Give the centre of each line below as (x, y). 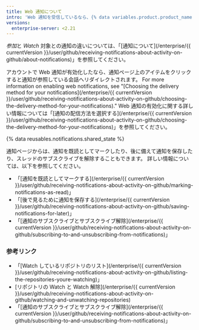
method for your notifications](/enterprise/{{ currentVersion (79, 93)
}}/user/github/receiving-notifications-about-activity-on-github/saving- (102, 207)
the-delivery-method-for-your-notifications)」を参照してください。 (88, 127)
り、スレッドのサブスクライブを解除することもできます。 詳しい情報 (90, 158)
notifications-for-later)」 (45, 214)
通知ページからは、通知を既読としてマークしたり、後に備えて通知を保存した (99, 151)
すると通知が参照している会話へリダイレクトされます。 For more (85, 80)
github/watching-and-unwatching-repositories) (72, 300)
